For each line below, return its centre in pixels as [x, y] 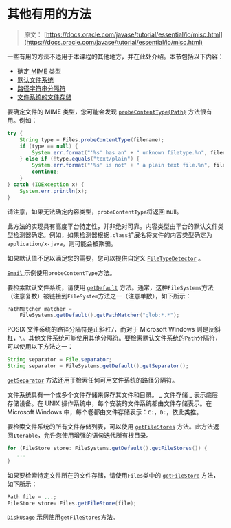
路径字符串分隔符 [41, 88]
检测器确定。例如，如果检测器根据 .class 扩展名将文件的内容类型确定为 [112, 234]
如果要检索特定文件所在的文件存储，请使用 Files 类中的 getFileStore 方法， [113, 475]
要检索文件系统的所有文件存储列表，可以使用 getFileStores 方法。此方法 [110, 427]
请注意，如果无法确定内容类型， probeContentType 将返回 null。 [95, 212]
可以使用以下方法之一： [40, 347]
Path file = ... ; [32, 497]
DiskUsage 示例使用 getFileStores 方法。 [63, 517]
